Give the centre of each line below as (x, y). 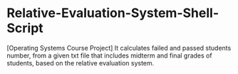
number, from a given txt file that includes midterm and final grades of (109, 55)
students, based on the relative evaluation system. (81, 63)
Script (25, 28)
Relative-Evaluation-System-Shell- (113, 13)
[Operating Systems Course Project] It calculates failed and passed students (119, 48)
